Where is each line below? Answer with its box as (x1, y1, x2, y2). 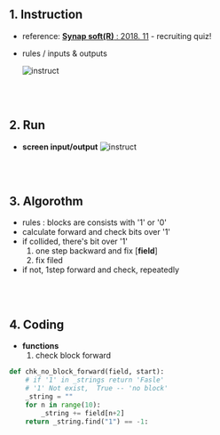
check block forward (35, 350, 112, 361)
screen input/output (21, 141, 98, 152)
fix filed (35, 255, 64, 266)
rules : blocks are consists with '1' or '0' (21, 217, 167, 228)
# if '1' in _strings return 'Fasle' (25, 375, 165, 385)
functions (21, 341, 59, 351)
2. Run (9, 117, 46, 133)
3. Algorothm (9, 194, 83, 209)
